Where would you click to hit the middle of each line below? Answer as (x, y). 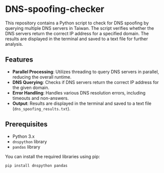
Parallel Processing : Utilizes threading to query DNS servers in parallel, (85, 72)
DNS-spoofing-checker (55, 9)
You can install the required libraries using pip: (53, 156)
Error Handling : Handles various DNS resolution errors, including (79, 92)
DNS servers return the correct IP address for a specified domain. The (77, 33)
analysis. (14, 44)
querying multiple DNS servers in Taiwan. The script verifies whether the (80, 28)
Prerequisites (26, 125)
